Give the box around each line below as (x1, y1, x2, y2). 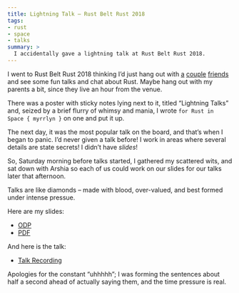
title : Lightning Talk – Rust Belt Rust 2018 (7, 10, 145, 18)
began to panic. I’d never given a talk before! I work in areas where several (7, 135, 226, 143)
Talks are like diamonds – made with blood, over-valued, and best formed (7, 185, 223, 194)
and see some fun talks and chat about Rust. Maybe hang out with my (7, 77, 213, 86)
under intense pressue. (7, 193, 76, 202)
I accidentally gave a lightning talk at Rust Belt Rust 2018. (14, 51, 205, 58)
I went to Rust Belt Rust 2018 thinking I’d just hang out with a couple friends (7, 69, 229, 78)
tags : (7, 17, 24, 24)
